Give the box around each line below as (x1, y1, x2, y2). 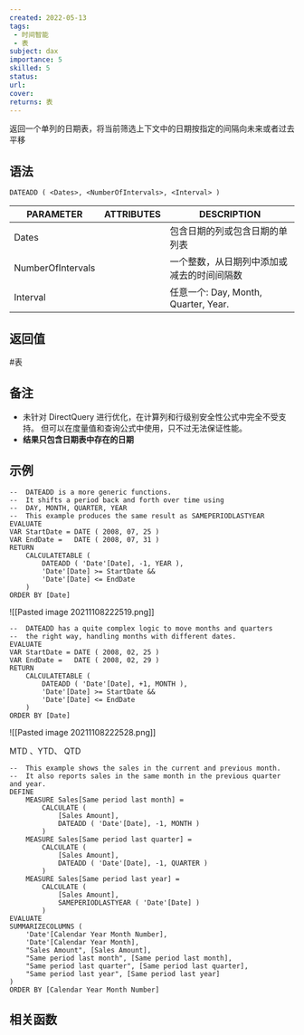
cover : (9, 89, 34, 98)
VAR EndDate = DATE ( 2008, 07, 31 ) (9, 535, 160, 544)
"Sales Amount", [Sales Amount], (25, 945, 152, 954)
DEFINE (9, 787, 34, 796)
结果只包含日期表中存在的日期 (22, 433, 134, 444)
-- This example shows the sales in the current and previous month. (9, 764, 281, 773)
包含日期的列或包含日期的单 (169, 225, 288, 238)
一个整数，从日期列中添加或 (169, 255, 288, 268)
